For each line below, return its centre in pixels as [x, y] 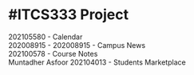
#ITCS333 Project [69, 15]
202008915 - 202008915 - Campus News [77, 45]
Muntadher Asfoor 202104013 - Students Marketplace [97, 62]
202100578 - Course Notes [53, 53]
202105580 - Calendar [46, 37]
